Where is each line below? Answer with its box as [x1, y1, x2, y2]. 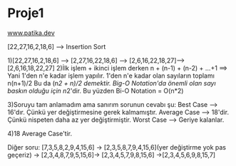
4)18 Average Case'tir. [7, 129, 73, 138]
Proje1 [7, 5, 44, 21]
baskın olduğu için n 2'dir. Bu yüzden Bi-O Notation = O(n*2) [7, 86, 184, 95]
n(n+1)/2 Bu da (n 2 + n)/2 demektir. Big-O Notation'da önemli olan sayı [7, 78, 216, 87]
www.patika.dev [7, 28, 55, 37]
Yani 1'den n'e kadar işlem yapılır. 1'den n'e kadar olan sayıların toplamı [7, 71, 215, 80]
